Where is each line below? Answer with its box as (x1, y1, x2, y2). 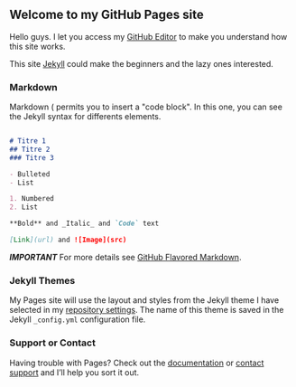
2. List (9, 203, 39, 212)
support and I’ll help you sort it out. (9, 366, 140, 378)
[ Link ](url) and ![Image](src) (9, 235, 127, 245)
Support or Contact (9, 336, 97, 349)
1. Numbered (9, 194, 54, 203)
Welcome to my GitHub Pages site (9, 7, 205, 23)
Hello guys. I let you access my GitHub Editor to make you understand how (9, 31, 288, 42)
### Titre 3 (9, 153, 54, 162)
